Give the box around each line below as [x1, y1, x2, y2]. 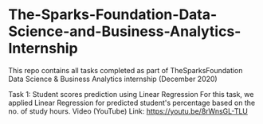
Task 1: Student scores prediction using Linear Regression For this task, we [8, 89, 254, 99]
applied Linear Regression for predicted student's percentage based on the [8, 98, 256, 107]
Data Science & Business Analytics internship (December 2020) [8, 74, 218, 83]
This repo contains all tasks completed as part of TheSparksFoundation [8, 65, 243, 75]
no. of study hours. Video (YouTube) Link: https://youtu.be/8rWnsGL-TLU [8, 106, 249, 116]
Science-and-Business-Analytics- [8, 22, 241, 41]
